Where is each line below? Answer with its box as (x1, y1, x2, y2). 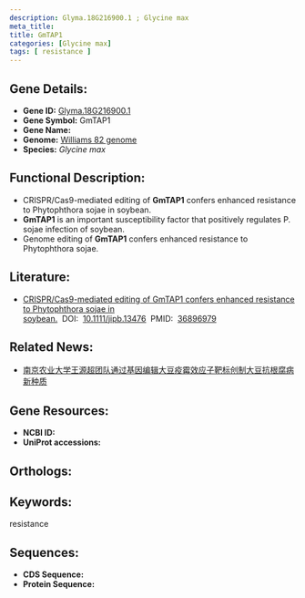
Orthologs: (9, 463, 73, 479)
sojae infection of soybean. (22, 223, 126, 234)
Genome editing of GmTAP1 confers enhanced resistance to (22, 233, 249, 244)
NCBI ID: (22, 428, 56, 438)
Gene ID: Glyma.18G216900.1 (22, 105, 131, 116)
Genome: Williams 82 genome (22, 134, 137, 145)
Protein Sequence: (22, 579, 96, 590)
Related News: (9, 339, 94, 355)
